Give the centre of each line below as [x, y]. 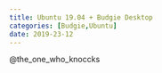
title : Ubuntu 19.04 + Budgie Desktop [81, 17]
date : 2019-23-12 [41, 34]
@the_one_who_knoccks [55, 60]
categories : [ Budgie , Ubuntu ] [63, 26]
